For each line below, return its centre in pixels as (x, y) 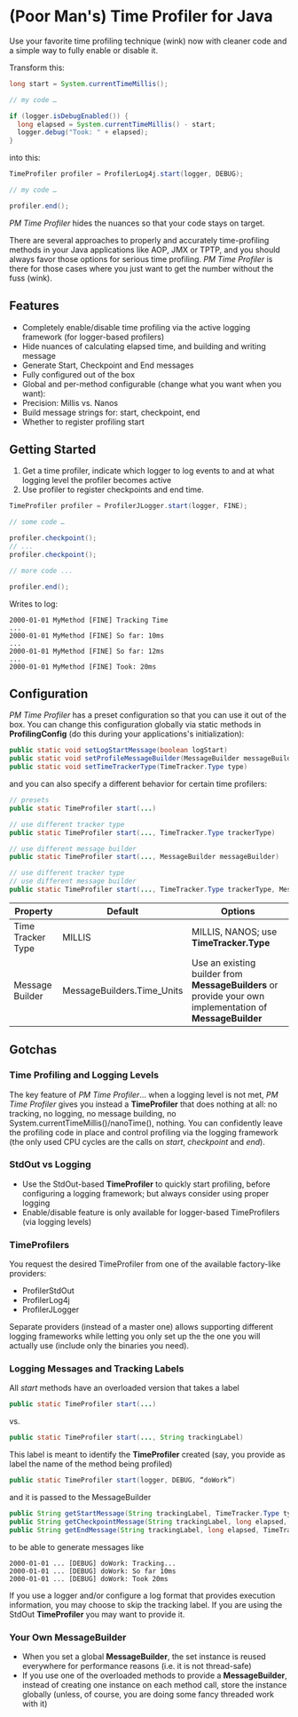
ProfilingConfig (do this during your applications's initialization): (127, 734)
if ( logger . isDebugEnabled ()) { (69, 116)
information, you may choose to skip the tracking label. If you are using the (146, 1604)
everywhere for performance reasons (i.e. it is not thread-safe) (137, 1666)
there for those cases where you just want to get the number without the (141, 268)
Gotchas (33, 1050)
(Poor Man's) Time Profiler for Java (141, 16)
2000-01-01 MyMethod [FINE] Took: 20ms (83, 667)
